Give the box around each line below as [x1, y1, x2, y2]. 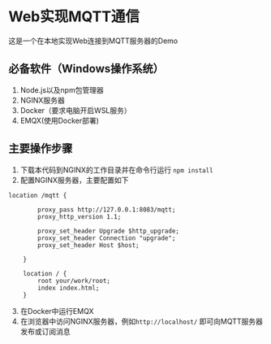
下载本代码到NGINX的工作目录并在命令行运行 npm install [19, 164, 213, 175]
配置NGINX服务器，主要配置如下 [19, 175, 129, 185]
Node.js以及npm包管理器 [19, 85, 104, 94]
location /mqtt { [8, 191, 67, 199]
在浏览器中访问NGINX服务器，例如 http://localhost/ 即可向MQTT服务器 [19, 316, 264, 326]
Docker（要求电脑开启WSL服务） [19, 105, 131, 115]
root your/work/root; [37, 277, 111, 285]
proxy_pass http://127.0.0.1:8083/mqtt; [37, 205, 176, 214]
